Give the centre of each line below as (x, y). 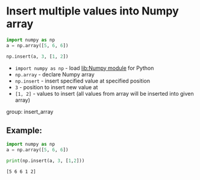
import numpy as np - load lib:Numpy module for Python (84, 68)
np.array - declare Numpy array (55, 74)
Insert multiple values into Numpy (92, 11)
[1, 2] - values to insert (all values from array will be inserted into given (104, 93)
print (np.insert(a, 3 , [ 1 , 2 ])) (45, 161)
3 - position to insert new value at (56, 87)
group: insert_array (30, 111)
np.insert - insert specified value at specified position (83, 81)
